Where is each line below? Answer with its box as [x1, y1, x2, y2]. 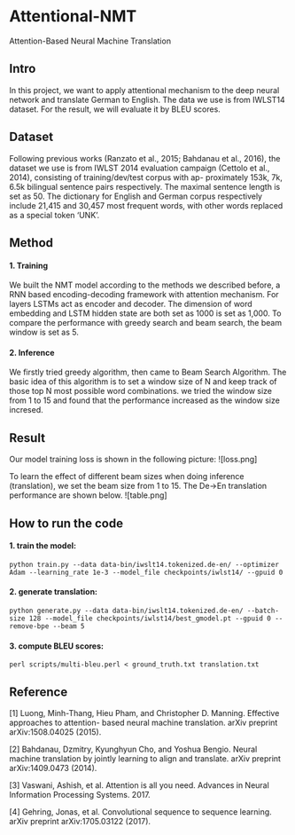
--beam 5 [52, 621, 86, 631]
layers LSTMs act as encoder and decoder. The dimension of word [9, 299, 252, 310]
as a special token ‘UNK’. [9, 209, 100, 220]
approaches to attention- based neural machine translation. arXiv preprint [9, 717, 278, 728]
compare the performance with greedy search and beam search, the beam [9, 318, 282, 328]
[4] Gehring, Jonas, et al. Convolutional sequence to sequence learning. [9, 806, 272, 817]
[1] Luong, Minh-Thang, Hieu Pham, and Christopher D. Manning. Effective [9, 707, 280, 718]
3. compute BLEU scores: [9, 641, 105, 651]
